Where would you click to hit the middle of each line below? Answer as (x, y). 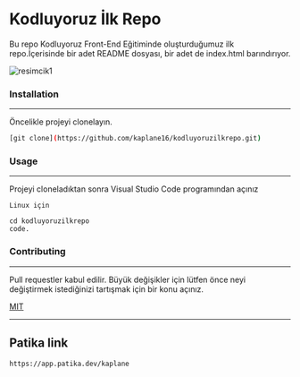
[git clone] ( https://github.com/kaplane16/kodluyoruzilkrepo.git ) (135, 139)
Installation (34, 94)
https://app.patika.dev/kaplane (69, 364)
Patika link (39, 343)
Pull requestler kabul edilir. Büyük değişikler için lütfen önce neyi (128, 279)
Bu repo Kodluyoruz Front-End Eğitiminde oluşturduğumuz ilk (122, 44)
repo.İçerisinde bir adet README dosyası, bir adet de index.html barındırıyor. (150, 53)
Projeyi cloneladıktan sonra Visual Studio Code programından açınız (134, 189)
